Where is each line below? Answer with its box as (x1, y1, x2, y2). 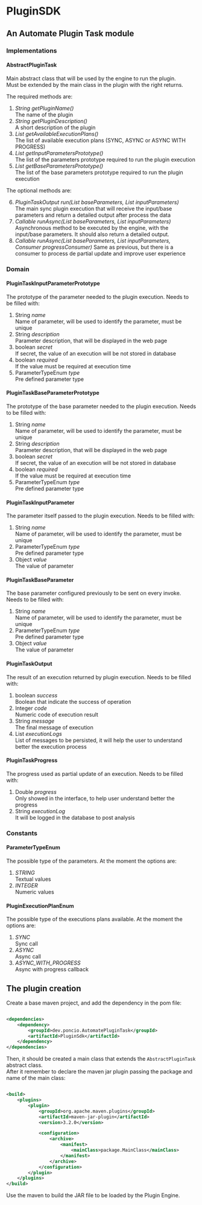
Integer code (14, 705, 47, 712)
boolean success (14, 691, 58, 698)
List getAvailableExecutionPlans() (14, 130, 99, 137)
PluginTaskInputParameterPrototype (6, 280, 101, 287)
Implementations (6, 46, 57, 55)
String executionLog (14, 807, 65, 814)
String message (14, 717, 55, 724)
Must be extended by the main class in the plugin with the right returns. (6, 81, 184, 88)
